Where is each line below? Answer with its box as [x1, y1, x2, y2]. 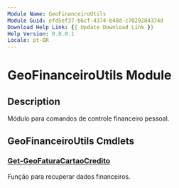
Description [7, 95, 60, 107]
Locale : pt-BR [7, 37, 50, 44]
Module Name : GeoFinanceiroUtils [7, 10, 107, 18]
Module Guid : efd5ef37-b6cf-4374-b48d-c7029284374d [7, 17, 163, 24]
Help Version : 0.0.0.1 [7, 30, 75, 38]
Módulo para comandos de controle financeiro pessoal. [7, 114, 170, 123]
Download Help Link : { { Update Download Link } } [7, 23, 154, 31]
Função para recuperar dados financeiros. [7, 172, 131, 181]
